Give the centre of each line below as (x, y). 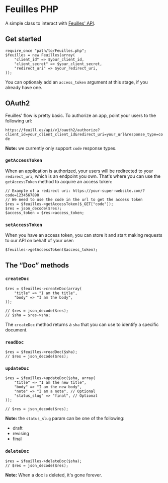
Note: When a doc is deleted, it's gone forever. (54, 475)
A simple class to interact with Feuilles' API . (50, 23)
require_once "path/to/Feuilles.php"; (46, 51)
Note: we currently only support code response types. (61, 148)
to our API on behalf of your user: (40, 241)
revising (21, 434)
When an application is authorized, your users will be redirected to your (79, 171)
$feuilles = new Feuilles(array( (40, 55)
